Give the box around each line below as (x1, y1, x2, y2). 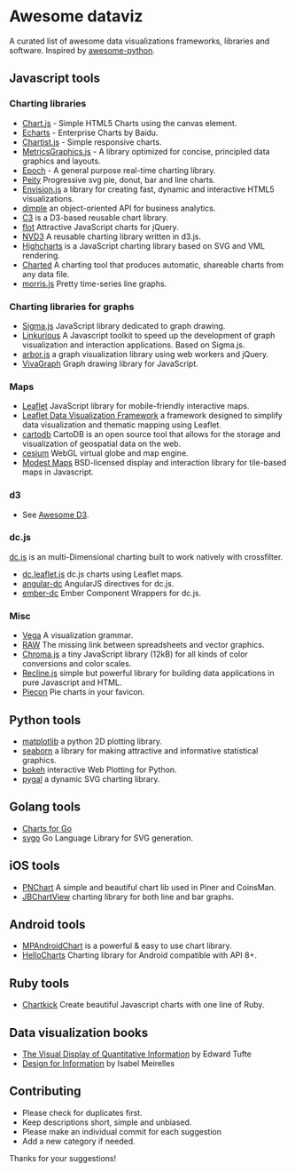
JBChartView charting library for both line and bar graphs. (21, 891, 235, 902)
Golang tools (9, 800, 82, 815)
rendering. (21, 250, 60, 260)
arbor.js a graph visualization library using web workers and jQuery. (21, 348, 268, 359)
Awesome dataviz (9, 6, 144, 27)
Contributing (9, 1084, 82, 1099)
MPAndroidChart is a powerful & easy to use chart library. (21, 940, 232, 952)
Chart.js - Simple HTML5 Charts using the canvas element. (21, 117, 237, 128)
